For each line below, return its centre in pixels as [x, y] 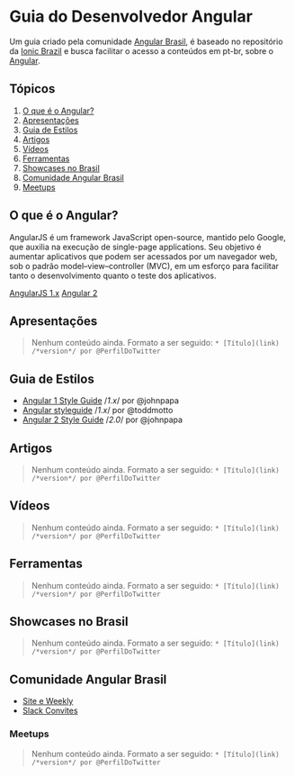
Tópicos [32, 89]
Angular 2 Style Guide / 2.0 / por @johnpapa [102, 420]
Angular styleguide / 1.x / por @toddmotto [98, 411]
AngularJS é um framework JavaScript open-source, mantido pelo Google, [147, 237]
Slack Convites [50, 711]
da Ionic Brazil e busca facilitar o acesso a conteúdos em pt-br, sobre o [142, 50]
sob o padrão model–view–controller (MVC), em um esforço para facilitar [144, 266]
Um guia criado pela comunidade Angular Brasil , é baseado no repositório [146, 41]
